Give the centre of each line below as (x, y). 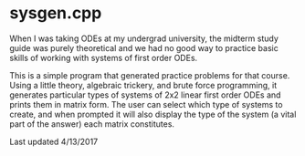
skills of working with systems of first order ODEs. (104, 57)
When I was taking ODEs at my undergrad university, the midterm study (144, 38)
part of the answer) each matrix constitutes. (92, 124)
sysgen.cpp (56, 13)
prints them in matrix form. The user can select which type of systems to (146, 104)
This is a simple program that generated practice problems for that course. (150, 75)
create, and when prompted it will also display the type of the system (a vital (153, 114)
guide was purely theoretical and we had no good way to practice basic (144, 47)
